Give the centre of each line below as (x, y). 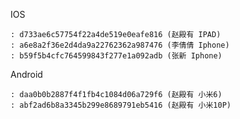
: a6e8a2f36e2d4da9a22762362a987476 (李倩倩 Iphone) (120, 45)
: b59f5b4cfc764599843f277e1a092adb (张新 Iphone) (116, 56)
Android (26, 74)
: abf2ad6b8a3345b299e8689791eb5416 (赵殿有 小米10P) (121, 105)
